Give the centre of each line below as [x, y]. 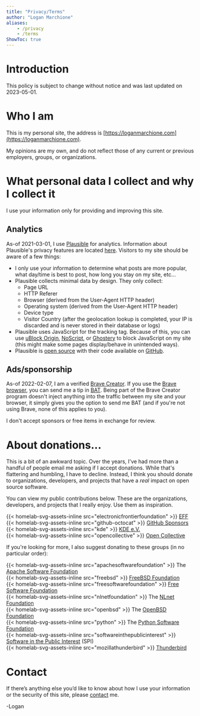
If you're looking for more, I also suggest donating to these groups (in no [96, 547]
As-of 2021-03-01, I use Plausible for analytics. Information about [87, 243]
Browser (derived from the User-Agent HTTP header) [89, 300]
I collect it [31, 194]
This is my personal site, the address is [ [56, 133]
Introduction [38, 69]
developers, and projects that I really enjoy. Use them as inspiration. [90, 505]
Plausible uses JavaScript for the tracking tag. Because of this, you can [103, 331]
